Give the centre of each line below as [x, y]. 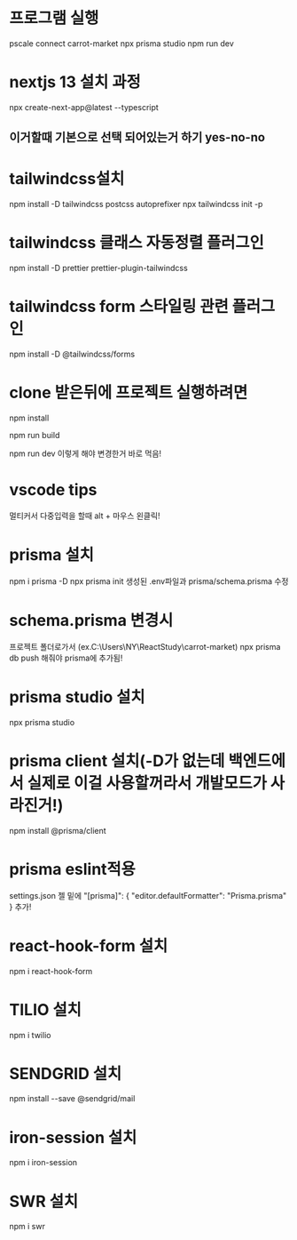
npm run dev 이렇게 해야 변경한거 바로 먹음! [86, 453]
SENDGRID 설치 [66, 1073]
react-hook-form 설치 [89, 945]
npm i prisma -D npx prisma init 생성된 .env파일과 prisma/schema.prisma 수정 [149, 581]
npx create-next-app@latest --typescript [84, 107]
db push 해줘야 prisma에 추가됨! [66, 658]
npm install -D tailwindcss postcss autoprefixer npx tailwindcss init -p [136, 204]
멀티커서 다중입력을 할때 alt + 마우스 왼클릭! [85, 516]
